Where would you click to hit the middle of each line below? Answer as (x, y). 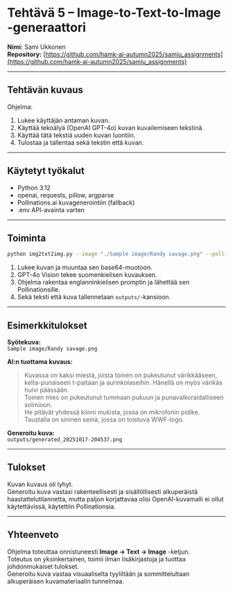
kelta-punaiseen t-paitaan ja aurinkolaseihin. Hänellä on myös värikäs (123, 383)
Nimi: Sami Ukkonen (36, 47)
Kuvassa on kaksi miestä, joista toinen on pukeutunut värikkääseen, (121, 375)
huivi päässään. (46, 390)
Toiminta (27, 238)
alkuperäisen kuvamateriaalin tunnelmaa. (66, 581)
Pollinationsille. (38, 289)
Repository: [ (27, 54)
